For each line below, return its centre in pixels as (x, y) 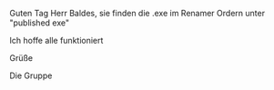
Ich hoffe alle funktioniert (56, 40)
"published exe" (40, 23)
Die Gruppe (31, 75)
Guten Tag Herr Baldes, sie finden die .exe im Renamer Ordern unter (137, 13)
